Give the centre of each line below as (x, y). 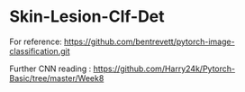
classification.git (40, 51)
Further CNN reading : (50, 69)
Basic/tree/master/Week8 (57, 78)
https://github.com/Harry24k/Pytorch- (164, 69)
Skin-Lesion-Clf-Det (87, 17)
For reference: (36, 41)
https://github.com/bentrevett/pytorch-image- (150, 41)
